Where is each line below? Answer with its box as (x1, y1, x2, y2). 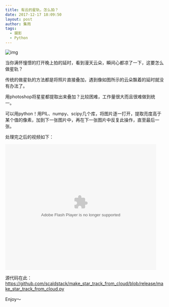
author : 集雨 (5, 21, 31, 27)
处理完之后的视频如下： (5, 134, 54, 140)
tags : (5, 26, 17, 31)
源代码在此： (5, 275, 32, 281)
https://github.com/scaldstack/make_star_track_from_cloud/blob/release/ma (5, 280, 163, 286)
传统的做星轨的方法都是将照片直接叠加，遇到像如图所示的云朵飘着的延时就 (5, 76, 159, 83)
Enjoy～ (5, 296, 22, 302)
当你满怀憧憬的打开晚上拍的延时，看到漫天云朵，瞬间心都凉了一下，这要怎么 (5, 59, 164, 65)
